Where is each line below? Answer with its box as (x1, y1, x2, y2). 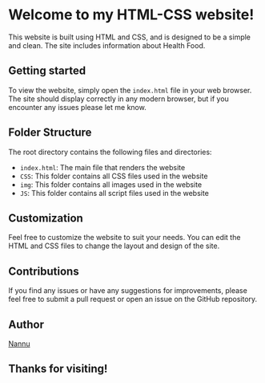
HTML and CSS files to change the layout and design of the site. (8, 241, 220, 251)
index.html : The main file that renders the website (19, 162, 186, 172)
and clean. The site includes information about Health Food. (8, 40, 206, 50)
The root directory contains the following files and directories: (8, 147, 212, 157)
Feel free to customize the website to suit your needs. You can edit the (8, 233, 241, 242)
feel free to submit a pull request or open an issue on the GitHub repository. (8, 295, 258, 304)
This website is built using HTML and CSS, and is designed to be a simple (8, 32, 251, 42)
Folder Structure (8, 126, 92, 140)
